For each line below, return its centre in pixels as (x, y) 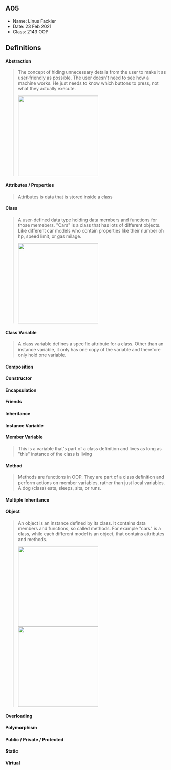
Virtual (13, 763)
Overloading (19, 716)
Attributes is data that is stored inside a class (65, 197)
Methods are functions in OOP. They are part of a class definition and (91, 477)
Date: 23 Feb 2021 (32, 26)
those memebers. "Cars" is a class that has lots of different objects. (89, 225)
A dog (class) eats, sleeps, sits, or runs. (59, 488)
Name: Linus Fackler (34, 21)
